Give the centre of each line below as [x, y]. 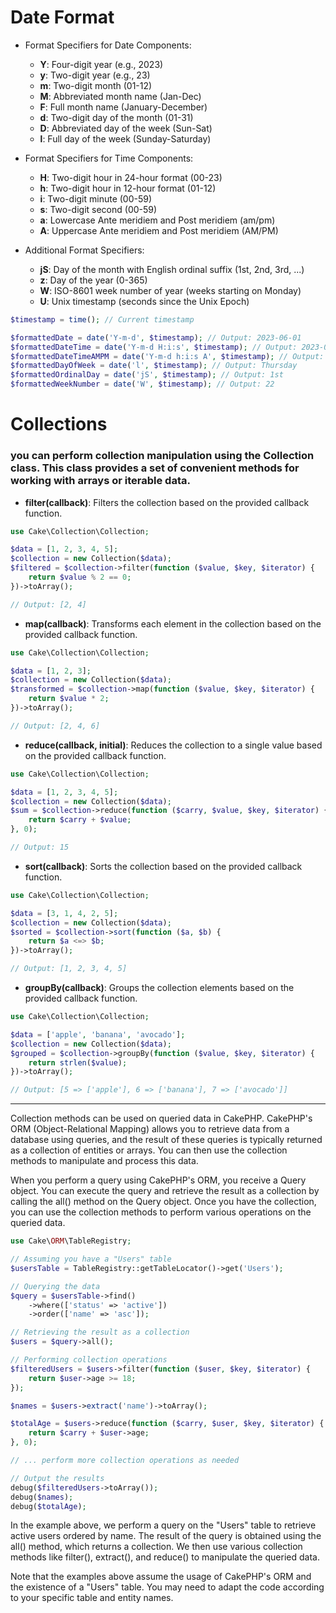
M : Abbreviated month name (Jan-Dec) [120, 96]
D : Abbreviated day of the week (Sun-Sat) [126, 128]
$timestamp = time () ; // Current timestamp [102, 319]
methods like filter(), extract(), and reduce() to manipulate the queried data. [165, 1557]
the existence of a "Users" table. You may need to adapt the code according [167, 1587]
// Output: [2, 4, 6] [55, 726]
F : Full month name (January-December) [123, 107]
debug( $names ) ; [42, 1497]
